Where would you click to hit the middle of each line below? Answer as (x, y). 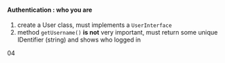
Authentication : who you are (50, 10)
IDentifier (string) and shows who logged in (79, 40)
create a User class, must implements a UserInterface (94, 25)
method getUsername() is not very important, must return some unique (117, 33)
